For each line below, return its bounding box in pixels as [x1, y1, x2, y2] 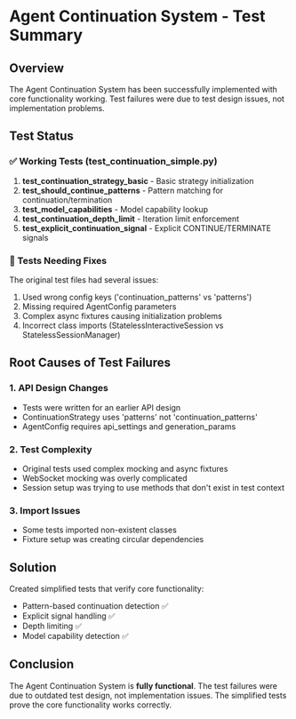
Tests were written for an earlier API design [21, 402, 181, 412]
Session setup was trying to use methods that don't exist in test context [21, 482, 285, 492]
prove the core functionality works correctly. [9, 699, 172, 710]
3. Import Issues [9, 504, 81, 516]
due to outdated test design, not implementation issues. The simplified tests [9, 690, 287, 700]
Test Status [9, 129, 74, 144]
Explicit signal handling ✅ [21, 611, 116, 621]
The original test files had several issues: [9, 274, 159, 285]
